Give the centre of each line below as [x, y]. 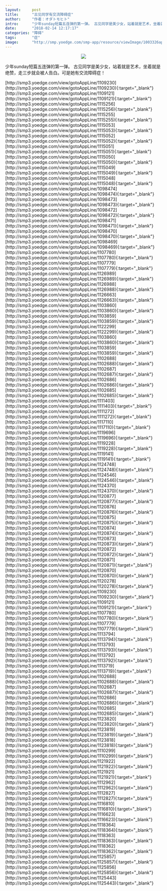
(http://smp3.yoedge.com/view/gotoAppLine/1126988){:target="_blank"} [80, 289]
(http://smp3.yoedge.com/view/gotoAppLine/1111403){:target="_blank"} [79, 406]
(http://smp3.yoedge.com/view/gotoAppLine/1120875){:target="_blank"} [79, 522]
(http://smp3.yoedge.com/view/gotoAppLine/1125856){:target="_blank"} [79, 872]
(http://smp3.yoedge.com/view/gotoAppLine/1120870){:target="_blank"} [79, 575]
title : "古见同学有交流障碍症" [39, 14]
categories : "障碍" [25, 33]
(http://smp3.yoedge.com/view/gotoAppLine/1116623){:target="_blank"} [79, 819]
